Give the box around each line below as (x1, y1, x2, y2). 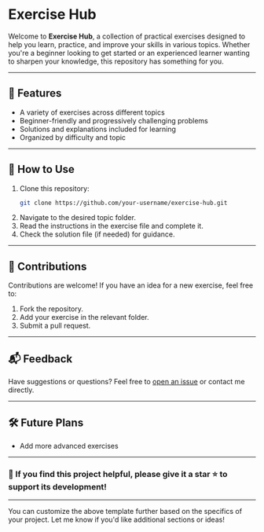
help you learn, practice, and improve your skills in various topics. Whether (8, 39, 251, 49)
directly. (8, 385, 35, 394)
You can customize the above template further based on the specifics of (8, 507, 242, 516)
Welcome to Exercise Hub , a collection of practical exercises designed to (8, 31, 246, 41)
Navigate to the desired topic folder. (19, 213, 136, 222)
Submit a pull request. (19, 321, 91, 331)
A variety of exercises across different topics (19, 108, 165, 117)
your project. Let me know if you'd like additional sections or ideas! (8, 515, 225, 524)
